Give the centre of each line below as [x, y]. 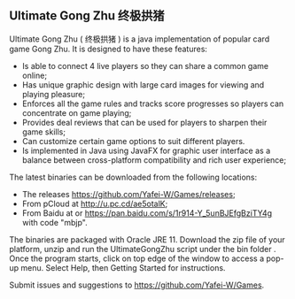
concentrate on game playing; [77, 112]
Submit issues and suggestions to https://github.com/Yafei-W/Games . [137, 285]
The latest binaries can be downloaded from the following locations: [133, 177]
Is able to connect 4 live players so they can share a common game [145, 65]
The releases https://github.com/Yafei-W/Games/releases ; [129, 194]
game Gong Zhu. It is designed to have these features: [109, 49]
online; [34, 75]
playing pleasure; [54, 94]
